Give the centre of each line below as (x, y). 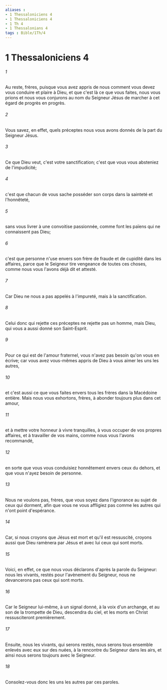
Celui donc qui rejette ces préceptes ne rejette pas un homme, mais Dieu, (81, 323)
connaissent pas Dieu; (28, 232)
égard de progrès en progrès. (35, 103)
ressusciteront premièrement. (35, 618)
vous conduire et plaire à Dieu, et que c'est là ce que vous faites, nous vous (83, 92)
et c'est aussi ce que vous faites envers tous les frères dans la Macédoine (81, 393)
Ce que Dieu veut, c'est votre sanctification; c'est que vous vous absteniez (82, 162)
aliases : (15, 10)
